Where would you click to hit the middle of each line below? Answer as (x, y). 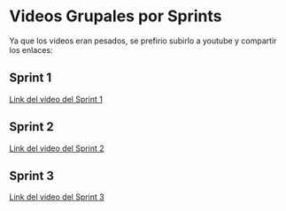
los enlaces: (31, 49)
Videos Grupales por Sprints (116, 16)
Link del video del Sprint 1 (56, 99)
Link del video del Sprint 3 (57, 197)
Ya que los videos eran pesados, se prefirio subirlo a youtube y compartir (143, 41)
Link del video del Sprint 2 (57, 148)
